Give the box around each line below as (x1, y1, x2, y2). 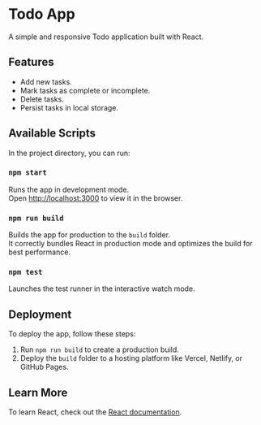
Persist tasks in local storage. (19, 102, 119, 112)
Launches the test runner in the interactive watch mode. (8, 284, 196, 293)
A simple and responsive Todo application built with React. (8, 32, 204, 41)
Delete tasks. (19, 94, 65, 104)
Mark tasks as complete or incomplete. (19, 85, 151, 95)
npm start (8, 168, 47, 177)
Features (8, 55, 54, 69)
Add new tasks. (19, 76, 73, 86)
